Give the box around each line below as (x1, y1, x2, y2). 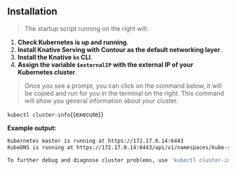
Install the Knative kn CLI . (17, 53, 93, 61)
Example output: (7, 123, 57, 132)
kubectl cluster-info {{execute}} (7, 110, 104, 118)
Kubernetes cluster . (17, 68, 77, 76)
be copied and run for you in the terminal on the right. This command (24, 89, 225, 97)
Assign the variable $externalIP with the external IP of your (17, 60, 194, 69)
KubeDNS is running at (7, 144, 74, 151)
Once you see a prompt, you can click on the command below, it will (24, 81, 223, 90)
